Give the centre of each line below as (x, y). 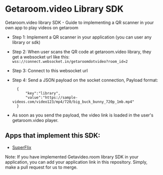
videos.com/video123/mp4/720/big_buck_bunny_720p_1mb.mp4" (73, 102)
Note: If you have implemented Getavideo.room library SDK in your (72, 156)
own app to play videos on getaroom (42, 27)
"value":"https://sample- (51, 97)
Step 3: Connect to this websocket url (50, 70)
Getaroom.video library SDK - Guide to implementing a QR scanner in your (80, 22)
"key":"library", (43, 93)
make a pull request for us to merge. (41, 167)
